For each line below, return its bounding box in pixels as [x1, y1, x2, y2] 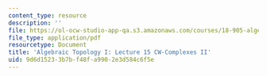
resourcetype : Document [8, 41, 87, 49]
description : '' [8, 19, 62, 27]
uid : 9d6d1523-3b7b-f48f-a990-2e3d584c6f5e [8, 56, 155, 64]
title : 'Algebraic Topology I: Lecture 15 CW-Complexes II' [8, 48, 212, 56]
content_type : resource [8, 11, 87, 20]
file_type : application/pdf [8, 33, 102, 42]
